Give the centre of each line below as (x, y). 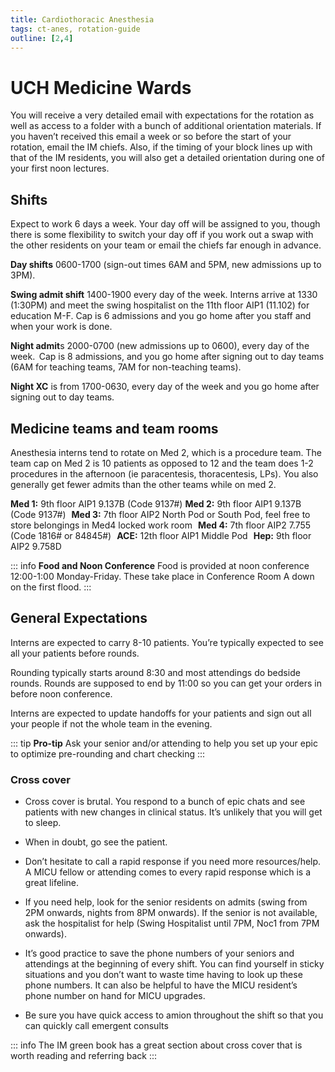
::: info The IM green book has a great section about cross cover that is (156, 1045)
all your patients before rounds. (75, 653)
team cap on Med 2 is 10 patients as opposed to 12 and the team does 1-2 (162, 463)
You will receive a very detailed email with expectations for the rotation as (162, 115)
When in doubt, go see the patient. (96, 842)
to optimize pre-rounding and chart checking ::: (108, 753)
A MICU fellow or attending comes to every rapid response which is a (168, 872)
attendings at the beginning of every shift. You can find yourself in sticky (174, 964)
